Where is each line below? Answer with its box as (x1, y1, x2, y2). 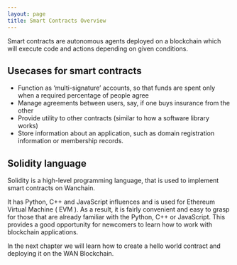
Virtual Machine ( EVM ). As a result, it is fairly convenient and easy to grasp (7, 205, 230, 214)
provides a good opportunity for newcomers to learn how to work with (7, 220, 213, 229)
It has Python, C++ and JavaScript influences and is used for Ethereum (7, 197, 215, 207)
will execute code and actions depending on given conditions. (7, 44, 188, 53)
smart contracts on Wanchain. (7, 184, 96, 192)
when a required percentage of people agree (17, 91, 149, 100)
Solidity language (7, 157, 87, 170)
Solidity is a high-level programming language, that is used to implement (7, 176, 219, 185)
